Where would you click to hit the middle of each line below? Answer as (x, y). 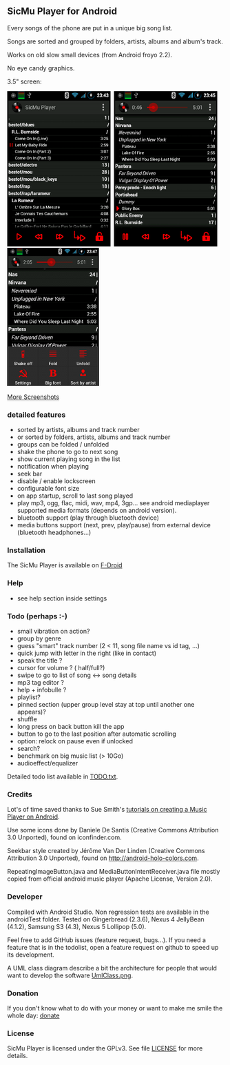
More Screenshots (33, 397)
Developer (25, 897)
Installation (27, 550)
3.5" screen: (24, 81)
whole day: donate (33, 1015)
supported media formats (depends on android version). (97, 511)
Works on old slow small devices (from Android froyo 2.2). (90, 55)
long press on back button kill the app (71, 726)
